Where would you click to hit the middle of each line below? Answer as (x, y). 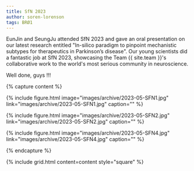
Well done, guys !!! (29, 75)
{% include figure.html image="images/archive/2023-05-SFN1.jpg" (88, 98)
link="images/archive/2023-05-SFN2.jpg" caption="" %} (75, 122)
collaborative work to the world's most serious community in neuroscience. (97, 64)
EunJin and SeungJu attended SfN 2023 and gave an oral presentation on (96, 39)
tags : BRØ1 (19, 22)
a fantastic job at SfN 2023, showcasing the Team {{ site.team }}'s (86, 58)
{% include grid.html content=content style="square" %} (75, 162)
